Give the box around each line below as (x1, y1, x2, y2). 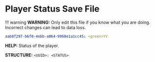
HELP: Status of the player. (5, 43, 59, 48)
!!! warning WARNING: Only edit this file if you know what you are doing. (5, 19, 151, 25)
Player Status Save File (5, 3, 100, 15)
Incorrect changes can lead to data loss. (5, 24, 86, 30)
